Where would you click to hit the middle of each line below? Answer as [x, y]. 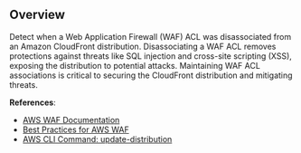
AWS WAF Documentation [71, 120]
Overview [38, 15]
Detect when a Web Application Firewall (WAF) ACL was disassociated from [150, 36]
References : [33, 102]
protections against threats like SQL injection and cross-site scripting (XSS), [150, 56]
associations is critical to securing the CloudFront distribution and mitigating [151, 75]
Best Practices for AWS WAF [75, 129]
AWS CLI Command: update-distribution [97, 139]
